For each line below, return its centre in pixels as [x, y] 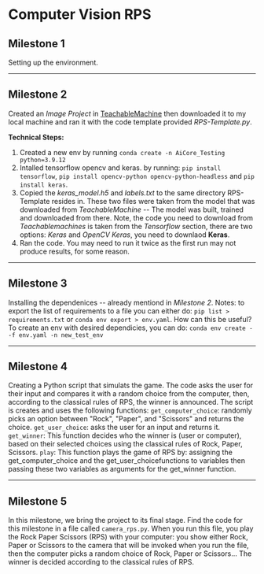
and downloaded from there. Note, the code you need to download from [136, 217]
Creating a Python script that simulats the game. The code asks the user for [131, 385]
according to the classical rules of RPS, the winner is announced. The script [131, 402]
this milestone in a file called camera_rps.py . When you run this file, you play [131, 528]
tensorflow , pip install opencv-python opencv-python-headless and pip [137, 176]
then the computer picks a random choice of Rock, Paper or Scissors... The [130, 554]
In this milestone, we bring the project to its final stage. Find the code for [126, 520]
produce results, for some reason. [74, 251]
